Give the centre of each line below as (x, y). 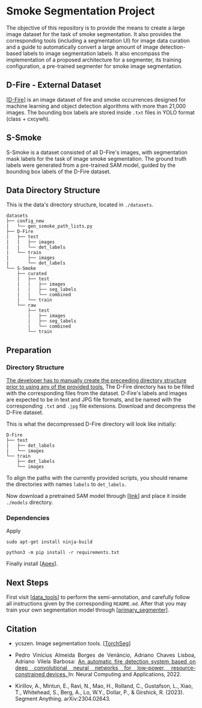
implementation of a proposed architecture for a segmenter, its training (94, 60)
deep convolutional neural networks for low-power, (90, 668)
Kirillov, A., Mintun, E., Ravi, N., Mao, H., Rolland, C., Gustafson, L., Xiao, (104, 686)
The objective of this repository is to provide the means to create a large (96, 28)
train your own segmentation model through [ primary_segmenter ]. (88, 610)
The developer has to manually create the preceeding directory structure (96, 380)
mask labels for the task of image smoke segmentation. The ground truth (96, 158)
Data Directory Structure (53, 190)
